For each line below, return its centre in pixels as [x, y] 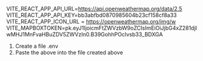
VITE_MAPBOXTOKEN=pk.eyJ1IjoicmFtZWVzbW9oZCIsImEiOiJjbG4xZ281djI [102, 28]
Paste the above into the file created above [69, 53]
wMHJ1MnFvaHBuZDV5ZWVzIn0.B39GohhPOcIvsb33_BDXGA [85, 34]
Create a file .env [37, 46]
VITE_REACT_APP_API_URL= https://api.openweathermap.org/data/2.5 [94, 9]
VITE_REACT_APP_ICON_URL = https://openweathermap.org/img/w [91, 21]
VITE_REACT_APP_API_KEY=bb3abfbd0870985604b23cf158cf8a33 [91, 15]
